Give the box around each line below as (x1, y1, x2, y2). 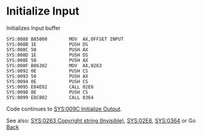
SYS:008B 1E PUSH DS (6, 41, 88, 47)
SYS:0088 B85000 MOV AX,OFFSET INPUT (6, 36, 124, 42)
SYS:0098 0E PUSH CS (6, 89, 88, 95)
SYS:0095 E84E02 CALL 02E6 (6, 84, 94, 90)
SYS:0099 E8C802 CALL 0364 (6, 94, 94, 101)
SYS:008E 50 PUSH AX (6, 57, 88, 63)
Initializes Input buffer (6, 24, 61, 32)
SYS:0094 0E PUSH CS (6, 78, 88, 84)
